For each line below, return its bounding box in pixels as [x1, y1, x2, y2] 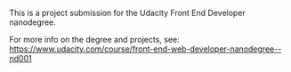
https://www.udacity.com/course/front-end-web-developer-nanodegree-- [9, 44, 282, 54]
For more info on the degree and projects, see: [9, 35, 180, 44]
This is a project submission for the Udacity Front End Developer [9, 8, 247, 18]
